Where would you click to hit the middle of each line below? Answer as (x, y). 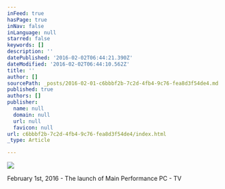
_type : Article (29, 141)
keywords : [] (26, 45)
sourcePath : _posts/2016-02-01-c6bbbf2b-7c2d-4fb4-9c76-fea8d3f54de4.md (113, 83)
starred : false (29, 39)
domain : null (32, 115)
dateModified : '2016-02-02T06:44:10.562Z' (68, 64)
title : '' (21, 70)
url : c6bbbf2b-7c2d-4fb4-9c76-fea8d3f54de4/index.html (87, 134)
